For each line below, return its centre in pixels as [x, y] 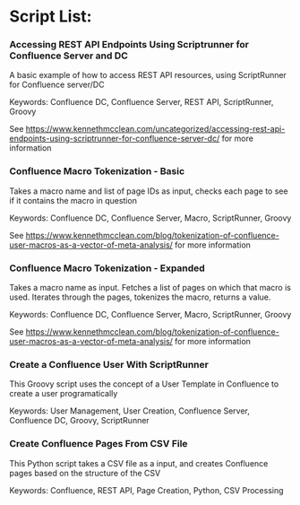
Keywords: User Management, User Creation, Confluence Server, [130, 411]
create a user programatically [64, 394]
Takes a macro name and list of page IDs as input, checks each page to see [149, 191]
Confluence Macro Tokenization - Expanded [107, 268]
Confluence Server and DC [69, 56]
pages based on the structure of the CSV [85, 473]
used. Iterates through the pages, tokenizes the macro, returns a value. [140, 297]
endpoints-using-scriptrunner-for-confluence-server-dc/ [115, 139]
